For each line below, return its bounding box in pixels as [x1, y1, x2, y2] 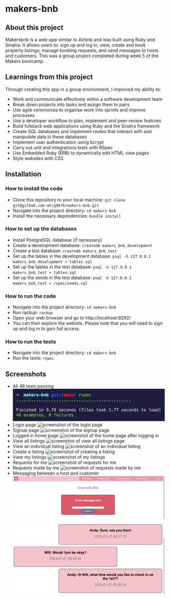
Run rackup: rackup [12, 309, 53, 315]
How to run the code [5, 292, 57, 299]
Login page [12, 421, 36, 428]
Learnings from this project [5, 73, 93, 82]
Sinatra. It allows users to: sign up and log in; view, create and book [5, 42, 146, 48]
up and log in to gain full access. [12, 326, 80, 332]
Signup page [12, 427, 39, 433]
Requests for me [12, 459, 47, 465]
